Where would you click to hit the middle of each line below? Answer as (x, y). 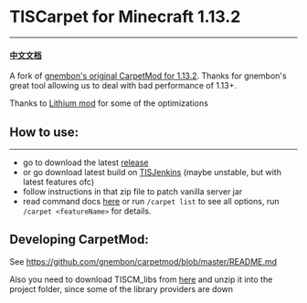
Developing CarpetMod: (79, 240)
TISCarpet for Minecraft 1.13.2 (125, 17)
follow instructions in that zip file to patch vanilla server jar (132, 191)
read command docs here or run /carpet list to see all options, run (151, 201)
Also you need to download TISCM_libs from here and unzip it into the (141, 279)
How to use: (44, 132)
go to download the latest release (85, 162)
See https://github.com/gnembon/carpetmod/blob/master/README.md (143, 261)
